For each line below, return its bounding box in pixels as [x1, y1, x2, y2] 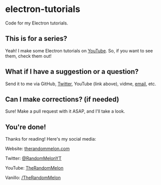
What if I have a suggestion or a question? [5, 67, 139, 76]
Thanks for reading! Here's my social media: [5, 136, 96, 142]
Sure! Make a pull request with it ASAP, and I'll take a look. [5, 108, 125, 114]
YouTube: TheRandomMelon [5, 165, 64, 171]
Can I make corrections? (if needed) [5, 95, 119, 103]
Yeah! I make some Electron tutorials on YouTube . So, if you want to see [5, 47, 153, 53]
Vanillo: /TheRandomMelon [5, 175, 61, 181]
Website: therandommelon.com [5, 146, 70, 152]
